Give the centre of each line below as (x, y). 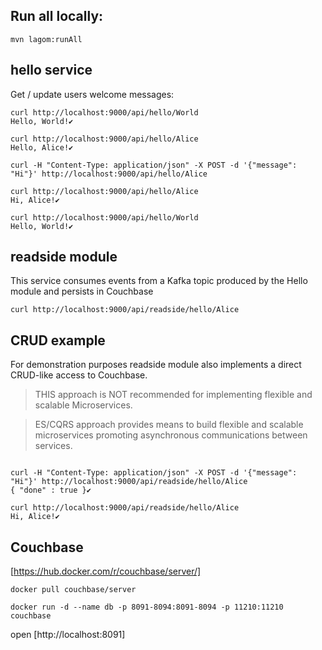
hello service (51, 70)
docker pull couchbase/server (73, 590)
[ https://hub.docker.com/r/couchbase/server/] (106, 571)
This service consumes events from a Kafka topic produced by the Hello (159, 281)
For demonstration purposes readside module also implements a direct (156, 365)
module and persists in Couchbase (82, 291)
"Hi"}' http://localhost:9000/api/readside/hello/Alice (129, 482)
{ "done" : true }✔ (51, 490)
